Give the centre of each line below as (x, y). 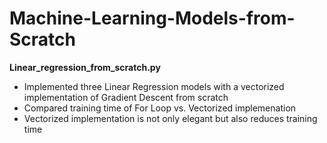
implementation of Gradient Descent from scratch (126, 97)
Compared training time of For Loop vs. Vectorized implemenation (160, 108)
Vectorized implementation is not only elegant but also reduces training (170, 118)
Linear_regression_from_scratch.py (85, 67)
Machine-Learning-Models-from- (152, 18)
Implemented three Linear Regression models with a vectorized (154, 86)
